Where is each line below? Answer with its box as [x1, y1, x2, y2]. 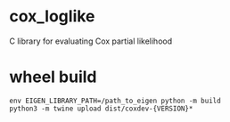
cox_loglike [9, 6, 95, 27]
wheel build [9, 67, 97, 87]
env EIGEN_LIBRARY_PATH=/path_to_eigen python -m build [9, 96, 221, 105]
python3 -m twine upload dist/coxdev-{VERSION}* [9, 104, 193, 113]
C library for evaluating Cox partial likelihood [9, 36, 173, 46]
